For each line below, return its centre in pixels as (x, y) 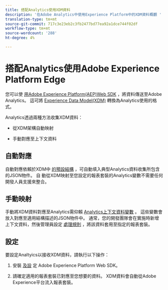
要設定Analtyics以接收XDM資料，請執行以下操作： (57, 255)
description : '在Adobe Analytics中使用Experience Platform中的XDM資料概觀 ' (83, 15)
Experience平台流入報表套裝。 (44, 282)
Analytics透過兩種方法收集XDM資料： (44, 117)
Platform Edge (35, 80)
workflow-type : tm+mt (28, 29)
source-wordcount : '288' (31, 33)
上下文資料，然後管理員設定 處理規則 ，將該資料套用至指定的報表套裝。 (79, 224)
